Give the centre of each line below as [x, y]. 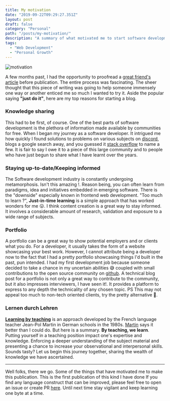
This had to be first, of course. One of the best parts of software [72, 122]
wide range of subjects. [30, 217]
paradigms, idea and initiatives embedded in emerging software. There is [81, 190]
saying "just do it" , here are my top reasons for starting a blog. [71, 98]
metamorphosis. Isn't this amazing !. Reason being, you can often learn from [85, 185]
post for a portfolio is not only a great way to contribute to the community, [82, 279]
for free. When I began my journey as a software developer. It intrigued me [83, 133]
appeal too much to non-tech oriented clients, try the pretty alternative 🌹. [81, 295]
